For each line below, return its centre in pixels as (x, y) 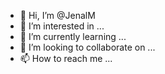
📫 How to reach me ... (66, 58)
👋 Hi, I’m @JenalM (57, 15)
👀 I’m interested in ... (62, 26)
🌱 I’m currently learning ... (73, 36)
